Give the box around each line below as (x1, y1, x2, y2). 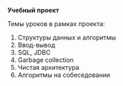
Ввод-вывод (17, 41, 55, 49)
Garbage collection (17, 56, 74, 64)
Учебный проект (7, 6, 59, 14)
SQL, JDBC (17, 49, 51, 56)
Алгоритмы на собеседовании (17, 70, 110, 79)
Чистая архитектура (17, 63, 80, 71)
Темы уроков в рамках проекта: (7, 20, 105, 27)
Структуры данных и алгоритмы (17, 33, 116, 42)
